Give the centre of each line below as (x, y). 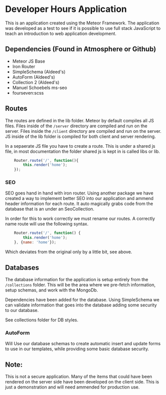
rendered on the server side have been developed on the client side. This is (82, 382)
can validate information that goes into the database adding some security (81, 305)
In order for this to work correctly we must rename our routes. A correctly (80, 219)
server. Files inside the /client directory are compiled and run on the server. (83, 131)
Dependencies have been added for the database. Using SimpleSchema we (82, 299)
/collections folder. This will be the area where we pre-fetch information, (80, 285)
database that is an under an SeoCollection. (50, 209)
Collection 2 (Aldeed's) (36, 82)
